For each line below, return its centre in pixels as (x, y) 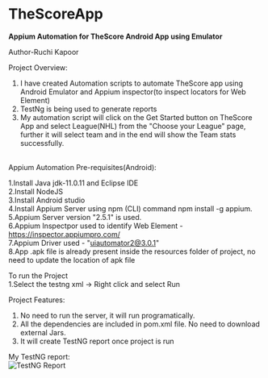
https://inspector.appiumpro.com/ (65, 234)
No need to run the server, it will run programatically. (107, 315)
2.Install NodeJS (36, 191)
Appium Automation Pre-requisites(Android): (83, 167)
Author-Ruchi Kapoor (44, 52)
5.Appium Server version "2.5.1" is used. (75, 217)
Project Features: (37, 300)
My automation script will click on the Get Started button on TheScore (136, 117)
